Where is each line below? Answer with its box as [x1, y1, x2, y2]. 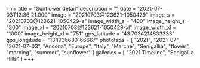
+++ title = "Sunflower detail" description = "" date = [6, 5, 136, 12]
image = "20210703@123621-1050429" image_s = [51, 11, 175, 18]
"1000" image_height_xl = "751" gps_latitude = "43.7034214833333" [6, 30, 175, 37]
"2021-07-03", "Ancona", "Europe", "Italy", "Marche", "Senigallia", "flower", [6, 43, 190, 50]
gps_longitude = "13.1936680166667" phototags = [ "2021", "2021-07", [6, 37, 180, 43]
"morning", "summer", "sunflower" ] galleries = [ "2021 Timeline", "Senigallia [6, 49, 194, 56]
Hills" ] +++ [6, 56, 35, 62]
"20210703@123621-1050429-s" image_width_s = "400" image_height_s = [6, 18, 190, 24]
